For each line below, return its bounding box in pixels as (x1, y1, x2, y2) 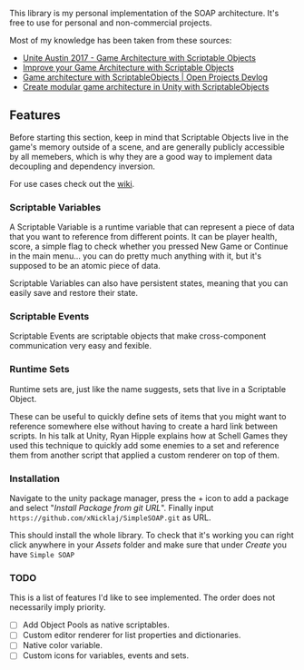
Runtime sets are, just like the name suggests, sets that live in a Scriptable (9, 383, 287, 394)
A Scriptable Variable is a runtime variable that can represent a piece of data (9, 222, 295, 232)
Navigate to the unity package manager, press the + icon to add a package (9, 493, 289, 503)
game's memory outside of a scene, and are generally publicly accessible (9, 141, 285, 153)
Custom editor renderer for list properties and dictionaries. (22, 630, 241, 641)
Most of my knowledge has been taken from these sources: (9, 35, 232, 45)
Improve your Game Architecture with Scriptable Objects (22, 63, 234, 73)
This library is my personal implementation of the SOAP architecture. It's (9, 8, 279, 18)
